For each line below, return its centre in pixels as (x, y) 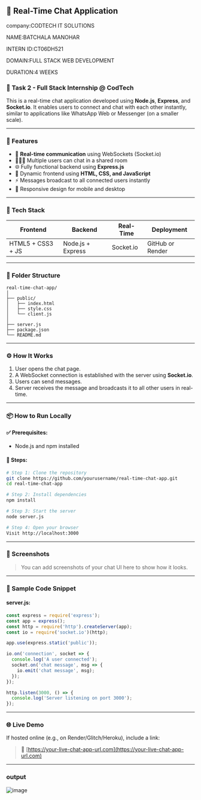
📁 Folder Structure (33, 275)
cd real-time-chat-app (34, 484)
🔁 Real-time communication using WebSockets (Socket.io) (88, 154)
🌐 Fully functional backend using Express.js (69, 167)
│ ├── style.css (29, 309)
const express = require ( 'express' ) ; (53, 615)
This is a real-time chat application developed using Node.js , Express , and (98, 101)
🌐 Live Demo (25, 725)
